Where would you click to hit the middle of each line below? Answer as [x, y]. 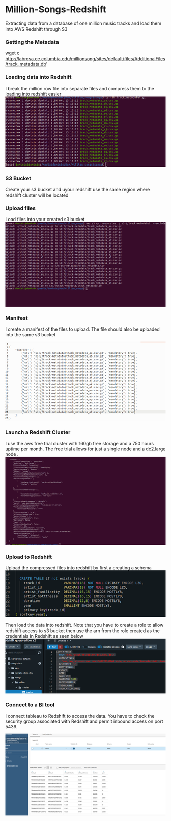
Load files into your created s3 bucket [45, 219]
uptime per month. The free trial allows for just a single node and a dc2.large [85, 449]
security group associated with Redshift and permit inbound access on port [84, 721]
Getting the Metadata [32, 42]
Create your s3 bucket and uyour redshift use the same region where [78, 189]
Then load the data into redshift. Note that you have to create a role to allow [84, 625]
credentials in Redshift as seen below [45, 636]
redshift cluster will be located [37, 195]
